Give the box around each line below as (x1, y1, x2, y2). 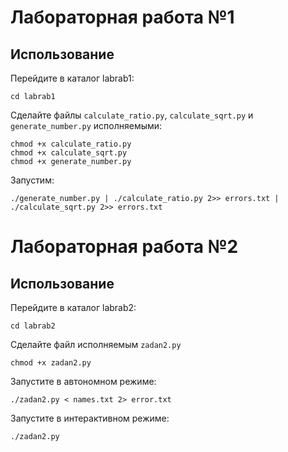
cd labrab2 (10, 321, 56, 331)
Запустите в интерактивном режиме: (10, 412, 170, 424)
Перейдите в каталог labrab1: (10, 72, 135, 84)
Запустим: (10, 174, 55, 186)
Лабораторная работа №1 (10, 6, 235, 29)
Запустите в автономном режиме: (10, 376, 157, 387)
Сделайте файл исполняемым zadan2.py (10, 339, 182, 350)
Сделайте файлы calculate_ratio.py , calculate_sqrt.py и (10, 109, 254, 121)
